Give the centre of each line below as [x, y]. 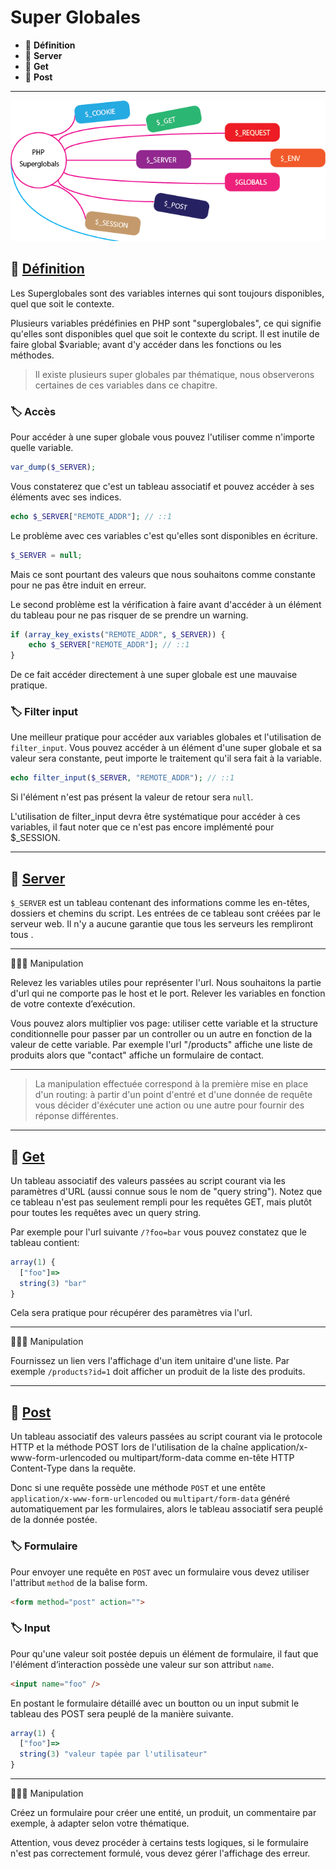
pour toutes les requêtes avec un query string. [106, 1212]
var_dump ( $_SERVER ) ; [53, 467]
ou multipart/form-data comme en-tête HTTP [201, 1458]
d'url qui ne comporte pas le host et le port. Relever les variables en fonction [168, 993]
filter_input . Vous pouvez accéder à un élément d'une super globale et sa [166, 748]
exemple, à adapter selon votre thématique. [100, 1823]
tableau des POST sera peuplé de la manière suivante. [122, 1713]
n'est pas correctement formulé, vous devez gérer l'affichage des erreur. [160, 1853]
